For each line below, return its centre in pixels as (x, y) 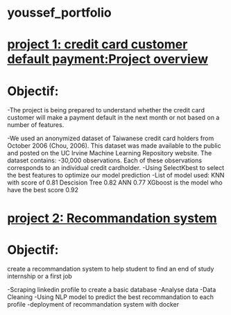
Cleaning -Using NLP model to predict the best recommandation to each (110, 297)
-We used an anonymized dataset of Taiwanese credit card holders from (111, 138)
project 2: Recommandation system (112, 218)
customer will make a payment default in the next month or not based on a (113, 118)
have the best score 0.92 (43, 190)
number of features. (36, 125)
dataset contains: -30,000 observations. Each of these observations (105, 160)
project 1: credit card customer (97, 45)
